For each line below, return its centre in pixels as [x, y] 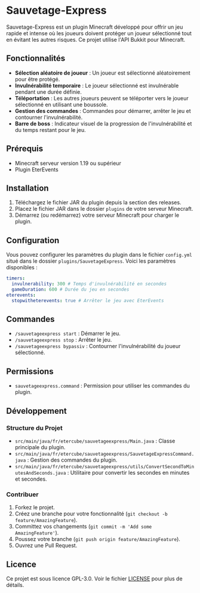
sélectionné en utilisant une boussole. [61, 105]
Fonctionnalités [36, 58]
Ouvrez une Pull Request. [46, 546]
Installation [27, 188]
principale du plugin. [40, 447]
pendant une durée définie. [48, 92]
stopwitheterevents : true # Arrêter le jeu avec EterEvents [88, 300]
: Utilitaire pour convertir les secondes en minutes [128, 472]
